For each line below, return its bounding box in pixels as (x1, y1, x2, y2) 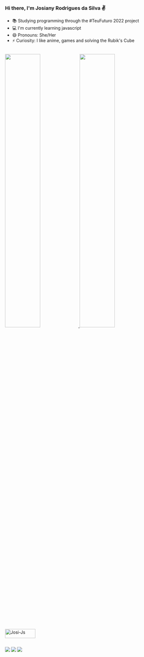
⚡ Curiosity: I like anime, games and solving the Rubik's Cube (12, 38, 135, 43)
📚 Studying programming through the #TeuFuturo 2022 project (12, 18, 139, 24)
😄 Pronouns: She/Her (12, 32, 56, 38)
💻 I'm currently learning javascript (12, 25, 81, 31)
